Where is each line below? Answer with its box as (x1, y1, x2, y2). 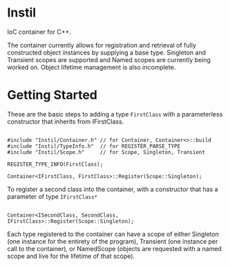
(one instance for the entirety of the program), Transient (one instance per (7, 237, 218, 246)
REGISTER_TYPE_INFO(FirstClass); (7, 161, 104, 168)
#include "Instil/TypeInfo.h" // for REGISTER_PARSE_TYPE (7, 143, 181, 150)
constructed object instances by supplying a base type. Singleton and (7, 48, 206, 57)
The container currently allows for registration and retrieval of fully (7, 41, 197, 49)
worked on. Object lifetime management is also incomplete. (7, 63, 176, 71)
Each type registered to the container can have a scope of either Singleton (7, 230, 219, 238)
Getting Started (7, 88, 98, 103)
